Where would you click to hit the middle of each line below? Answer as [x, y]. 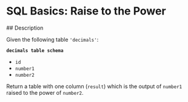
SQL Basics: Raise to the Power [86, 11]
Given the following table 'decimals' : [52, 39]
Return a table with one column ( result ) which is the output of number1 [94, 86]
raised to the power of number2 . [45, 92]
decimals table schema [35, 50]
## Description [25, 28]
